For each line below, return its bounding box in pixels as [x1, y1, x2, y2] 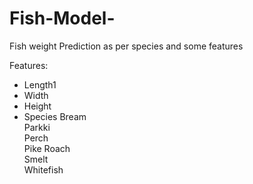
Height [23, 100, 52, 112]
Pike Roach [23, 142, 71, 154]
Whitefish [23, 163, 64, 176]
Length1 [23, 78, 57, 91]
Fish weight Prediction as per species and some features [9, 40, 244, 52]
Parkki [23, 121, 51, 133]
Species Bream [23, 110, 87, 122]
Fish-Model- [9, 7, 116, 30]
